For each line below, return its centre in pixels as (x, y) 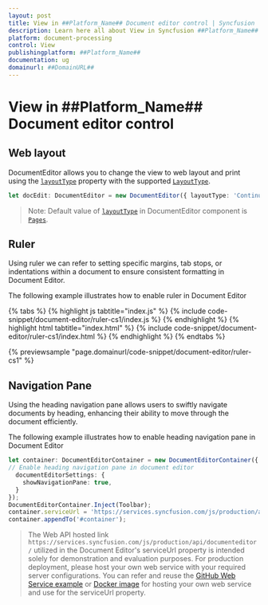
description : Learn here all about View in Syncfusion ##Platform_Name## (134, 30)
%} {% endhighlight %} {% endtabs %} (161, 336)
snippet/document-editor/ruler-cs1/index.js (79, 320)
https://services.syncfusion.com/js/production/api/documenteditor (142, 543)
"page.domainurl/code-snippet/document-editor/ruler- (162, 352)
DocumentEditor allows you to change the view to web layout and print (124, 172)
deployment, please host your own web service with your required (136, 568)
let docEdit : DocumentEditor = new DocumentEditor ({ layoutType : (119, 195)
